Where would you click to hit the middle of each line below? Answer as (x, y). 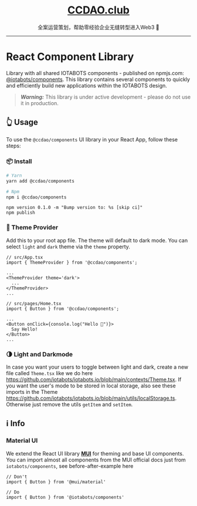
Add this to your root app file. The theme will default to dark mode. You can (97, 240)
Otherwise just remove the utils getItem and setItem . (69, 404)
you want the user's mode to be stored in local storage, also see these (91, 386)
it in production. (39, 103)
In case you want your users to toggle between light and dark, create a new (97, 367)
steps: (13, 146)
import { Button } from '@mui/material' (56, 482)
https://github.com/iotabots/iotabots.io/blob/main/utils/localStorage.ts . (91, 398)
